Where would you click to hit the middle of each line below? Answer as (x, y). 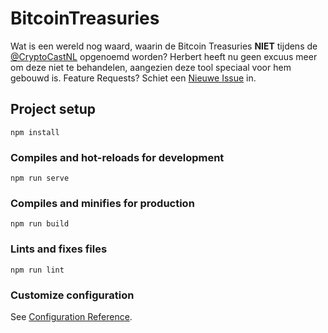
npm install (35, 132)
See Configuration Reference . (71, 316)
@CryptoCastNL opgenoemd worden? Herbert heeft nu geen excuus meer (164, 56)
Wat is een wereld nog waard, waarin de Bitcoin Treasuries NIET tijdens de (164, 46)
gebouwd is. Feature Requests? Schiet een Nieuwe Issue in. (133, 78)
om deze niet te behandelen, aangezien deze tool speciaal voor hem (151, 67)
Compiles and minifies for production (102, 203)
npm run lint (37, 270)
